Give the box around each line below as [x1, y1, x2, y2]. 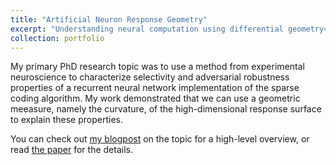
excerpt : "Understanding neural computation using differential [10, 24, 284, 34]
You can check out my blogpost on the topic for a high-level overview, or [10, 133, 310, 145]
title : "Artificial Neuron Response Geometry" [10, 14, 208, 25]
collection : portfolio [10, 33, 105, 43]
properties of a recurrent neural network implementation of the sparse [10, 82, 300, 94]
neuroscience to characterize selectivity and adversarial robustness [10, 71, 290, 83]
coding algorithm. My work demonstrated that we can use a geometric [10, 92, 301, 105]
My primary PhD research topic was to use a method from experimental [10, 61, 305, 73]
